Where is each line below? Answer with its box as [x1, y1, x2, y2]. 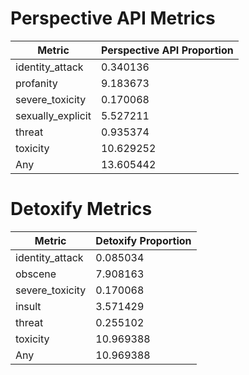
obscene [15, 267, 57, 281]
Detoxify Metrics [10, 198, 153, 221]
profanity [15, 76, 58, 90]
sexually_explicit [15, 108, 92, 122]
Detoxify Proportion [95, 233, 192, 247]
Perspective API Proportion [100, 43, 234, 57]
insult [15, 299, 42, 313]
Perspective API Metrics [10, 7, 216, 30]
